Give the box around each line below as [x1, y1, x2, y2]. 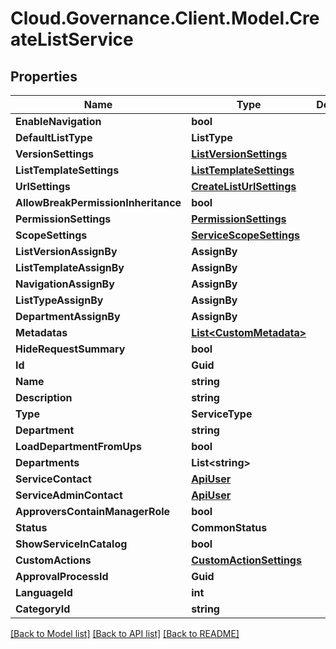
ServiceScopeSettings [191, 228, 301, 242]
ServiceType [191, 407, 253, 421]
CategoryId [15, 602, 71, 616]
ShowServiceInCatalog [15, 537, 128, 551]
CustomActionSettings [191, 553, 302, 567]
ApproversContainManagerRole [15, 505, 171, 518]
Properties [10, 68, 78, 85]
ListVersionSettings [191, 147, 288, 161]
